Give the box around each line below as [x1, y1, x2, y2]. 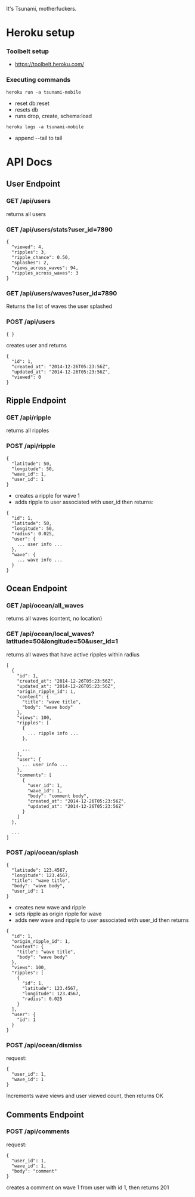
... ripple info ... [27, 730, 79, 736]
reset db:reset [14, 100, 49, 107]
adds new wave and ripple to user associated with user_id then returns [14, 916, 189, 924]
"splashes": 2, [11, 260, 49, 266]
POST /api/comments [6, 1127, 70, 1136]
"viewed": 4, [11, 244, 44, 250]
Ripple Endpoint [6, 395, 67, 405]
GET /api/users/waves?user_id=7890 [6, 289, 117, 297]
